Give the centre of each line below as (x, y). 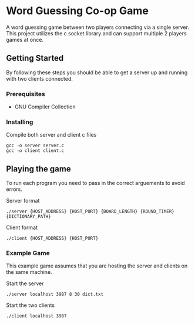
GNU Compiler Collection (45, 107)
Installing (20, 122)
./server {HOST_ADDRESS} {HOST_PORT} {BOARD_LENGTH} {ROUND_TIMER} (90, 211)
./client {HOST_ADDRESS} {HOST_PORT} (52, 239)
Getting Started (35, 58)
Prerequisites (26, 94)
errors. (14, 189)
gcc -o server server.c (35, 146)
